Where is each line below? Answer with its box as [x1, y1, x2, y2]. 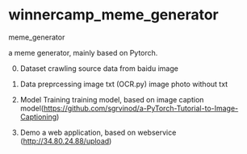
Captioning [19, 111, 57, 122]
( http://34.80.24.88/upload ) [19, 135, 112, 146]
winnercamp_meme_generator [8, 6, 220, 24]
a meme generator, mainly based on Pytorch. [8, 48, 158, 57]
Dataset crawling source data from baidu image [19, 63, 179, 73]
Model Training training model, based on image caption [19, 94, 204, 104]
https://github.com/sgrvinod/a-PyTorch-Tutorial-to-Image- [43, 103, 239, 113]
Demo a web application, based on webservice [19, 127, 177, 137]
